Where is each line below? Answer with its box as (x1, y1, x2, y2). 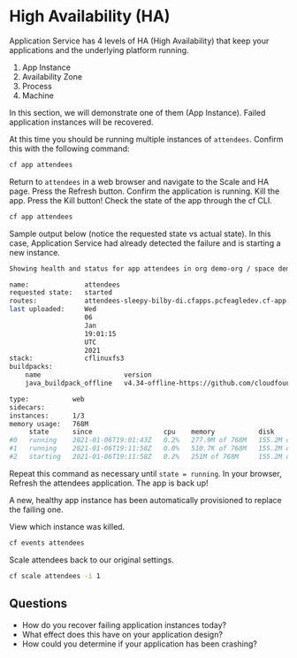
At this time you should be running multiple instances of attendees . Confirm (9, 134, 284, 144)
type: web (9, 394, 86, 403)
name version (25, 371, 152, 379)
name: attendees (9, 280, 121, 289)
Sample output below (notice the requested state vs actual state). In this (9, 228, 271, 239)
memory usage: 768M (9, 419, 89, 428)
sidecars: (9, 402, 46, 412)
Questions (9, 596, 68, 611)
